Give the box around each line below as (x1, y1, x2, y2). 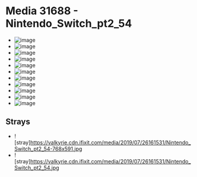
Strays (5, 117, 30, 127)
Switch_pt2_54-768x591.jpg (14, 145, 82, 152)
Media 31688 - (5, 4, 78, 18)
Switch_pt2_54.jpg (14, 164, 60, 171)
